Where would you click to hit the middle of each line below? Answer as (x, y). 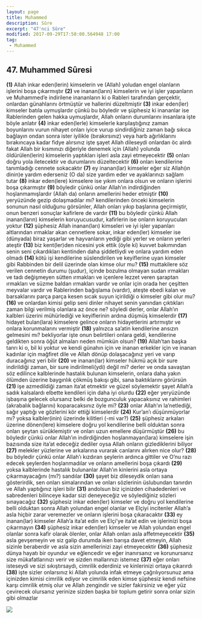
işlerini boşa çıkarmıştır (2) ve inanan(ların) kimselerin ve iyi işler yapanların (100, 91)
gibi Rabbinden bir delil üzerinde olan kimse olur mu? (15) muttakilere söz (97, 264)
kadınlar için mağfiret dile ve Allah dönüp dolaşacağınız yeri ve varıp (91, 354)
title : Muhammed (27, 18)
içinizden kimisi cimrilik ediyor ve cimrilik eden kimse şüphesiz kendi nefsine (101, 579)
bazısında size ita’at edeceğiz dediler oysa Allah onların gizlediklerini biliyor (99, 444)
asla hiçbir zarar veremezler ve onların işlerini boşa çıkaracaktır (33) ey (94, 515)
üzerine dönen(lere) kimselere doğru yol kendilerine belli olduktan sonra (96, 425)
